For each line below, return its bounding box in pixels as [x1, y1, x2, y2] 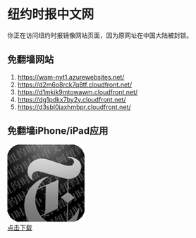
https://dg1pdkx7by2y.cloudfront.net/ [17, 95, 126, 104]
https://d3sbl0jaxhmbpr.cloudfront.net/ [17, 103, 131, 111]
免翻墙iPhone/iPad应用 [7, 125, 109, 137]
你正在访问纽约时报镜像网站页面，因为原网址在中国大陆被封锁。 [7, 31, 192, 39]
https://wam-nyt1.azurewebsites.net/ [17, 73, 125, 81]
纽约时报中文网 [7, 6, 94, 23]
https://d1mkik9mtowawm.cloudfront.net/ [17, 87, 138, 96]
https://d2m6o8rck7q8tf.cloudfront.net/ [17, 80, 133, 89]
